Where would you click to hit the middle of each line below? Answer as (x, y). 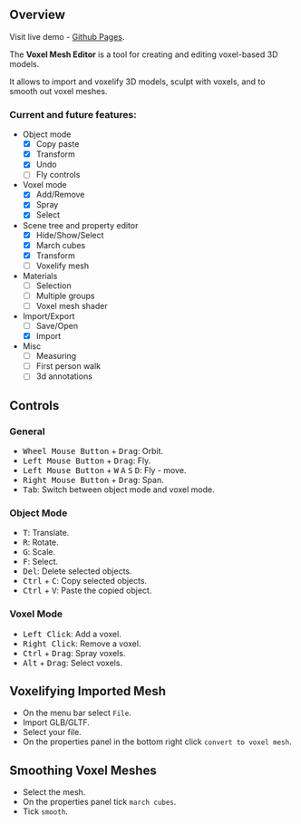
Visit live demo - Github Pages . (67, 36)
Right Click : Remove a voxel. (82, 644)
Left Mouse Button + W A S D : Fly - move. (104, 470)
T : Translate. (46, 533)
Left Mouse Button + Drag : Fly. (87, 460)
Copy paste (58, 144)
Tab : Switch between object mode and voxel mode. (118, 490)
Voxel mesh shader (72, 305)
